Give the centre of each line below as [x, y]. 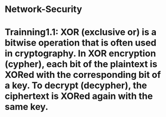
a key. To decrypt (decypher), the [76, 86]
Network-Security [43, 9]
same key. [26, 107]
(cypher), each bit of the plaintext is [81, 64]
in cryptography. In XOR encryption [80, 53]
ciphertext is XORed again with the [79, 96]
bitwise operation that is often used [81, 43]
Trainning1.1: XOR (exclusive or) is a [81, 32]
